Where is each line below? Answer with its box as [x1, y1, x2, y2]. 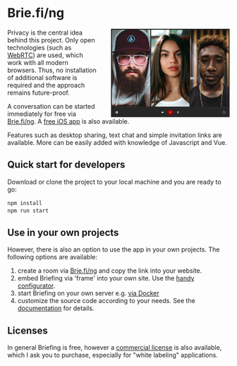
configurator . [17, 281, 56, 290]
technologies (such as [7, 43, 72, 52]
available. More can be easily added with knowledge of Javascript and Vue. [7, 138, 227, 146]
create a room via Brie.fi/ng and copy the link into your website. [17, 266, 202, 275]
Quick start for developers [7, 159, 126, 171]
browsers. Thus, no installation [7, 66, 97, 74]
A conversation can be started [7, 102, 95, 110]
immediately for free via [7, 110, 76, 118]
